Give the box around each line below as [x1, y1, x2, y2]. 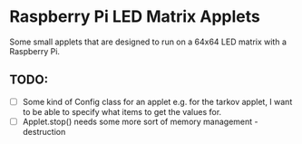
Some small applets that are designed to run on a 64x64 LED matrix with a [9, 36, 287, 47]
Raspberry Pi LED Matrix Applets [9, 6, 260, 27]
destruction [22, 126, 66, 137]
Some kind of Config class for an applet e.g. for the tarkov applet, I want [22, 96, 293, 107]
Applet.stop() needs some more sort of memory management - [22, 116, 258, 127]
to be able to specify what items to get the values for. [22, 106, 222, 117]
